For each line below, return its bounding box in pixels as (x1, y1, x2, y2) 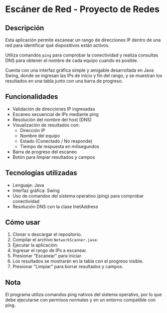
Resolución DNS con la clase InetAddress (12, 203, 98, 210)
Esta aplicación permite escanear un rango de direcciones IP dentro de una (5, 37, 161, 43)
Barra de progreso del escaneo (12, 149, 77, 155)
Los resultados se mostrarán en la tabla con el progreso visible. (12, 258, 144, 264)
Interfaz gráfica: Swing (12, 187, 60, 194)
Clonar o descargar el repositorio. (12, 231, 82, 237)
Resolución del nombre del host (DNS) (12, 116, 92, 122)
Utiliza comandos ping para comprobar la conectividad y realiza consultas (5, 52, 158, 58)
